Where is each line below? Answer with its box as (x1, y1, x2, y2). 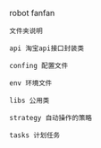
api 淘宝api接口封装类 (9, 44, 85, 53)
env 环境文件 (9, 79, 53, 88)
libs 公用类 (9, 96, 50, 105)
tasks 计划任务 (9, 131, 61, 140)
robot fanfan (9, 8, 55, 18)
